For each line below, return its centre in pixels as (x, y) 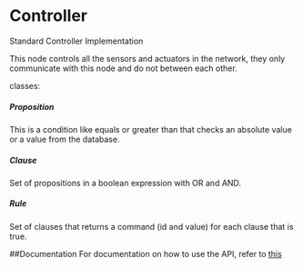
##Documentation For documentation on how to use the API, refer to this (146, 253)
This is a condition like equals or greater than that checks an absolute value (151, 129)
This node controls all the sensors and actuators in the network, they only (147, 58)
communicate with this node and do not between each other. (124, 68)
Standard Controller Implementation (76, 41)
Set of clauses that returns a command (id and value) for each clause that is (151, 226)
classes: (25, 85)
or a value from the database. (65, 139)
